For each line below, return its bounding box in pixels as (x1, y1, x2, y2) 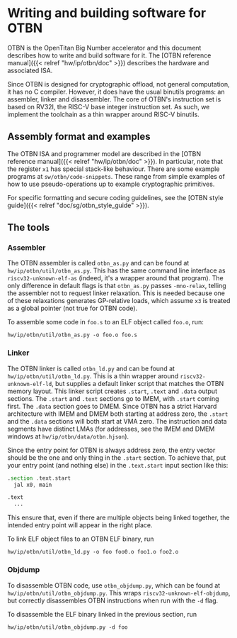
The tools (7, 221, 50, 233)
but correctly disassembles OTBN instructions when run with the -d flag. (7, 596, 219, 605)
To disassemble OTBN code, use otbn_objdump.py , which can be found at (7, 581, 221, 590)
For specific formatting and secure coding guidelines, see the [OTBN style (7, 193, 224, 202)
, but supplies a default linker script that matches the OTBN (52, 379, 224, 387)
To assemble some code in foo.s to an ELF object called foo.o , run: (7, 318, 204, 326)
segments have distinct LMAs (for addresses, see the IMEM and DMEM (7, 424, 215, 433)
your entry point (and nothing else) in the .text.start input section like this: (7, 461, 229, 469)
